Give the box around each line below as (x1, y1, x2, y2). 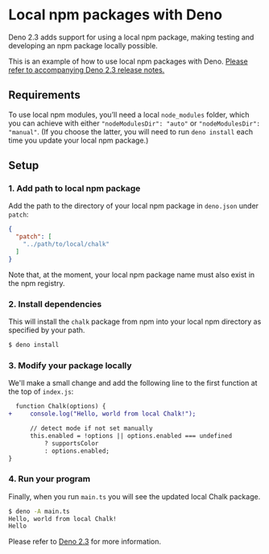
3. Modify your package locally (8, 360, 132, 371)
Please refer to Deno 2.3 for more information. (8, 537, 162, 547)
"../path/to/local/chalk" (23, 240, 110, 249)
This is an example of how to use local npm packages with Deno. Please (8, 56, 248, 66)
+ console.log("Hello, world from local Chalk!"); (8, 410, 197, 418)
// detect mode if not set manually (29, 424, 153, 432)
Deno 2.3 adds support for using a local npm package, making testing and (8, 32, 255, 42)
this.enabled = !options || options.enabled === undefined (29, 432, 232, 440)
